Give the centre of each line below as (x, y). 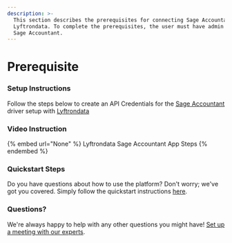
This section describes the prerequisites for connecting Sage (106, 20)
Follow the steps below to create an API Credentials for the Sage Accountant (116, 104)
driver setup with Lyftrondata (48, 110)
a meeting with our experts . (46, 231)
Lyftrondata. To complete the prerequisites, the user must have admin (119, 26)
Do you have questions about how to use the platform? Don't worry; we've (113, 184)
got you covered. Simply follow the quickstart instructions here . (97, 191)
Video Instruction (37, 128)
